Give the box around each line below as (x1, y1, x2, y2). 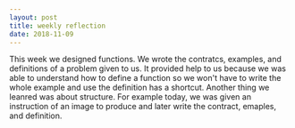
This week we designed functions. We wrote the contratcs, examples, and (9, 54, 282, 65)
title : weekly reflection (9, 21, 105, 30)
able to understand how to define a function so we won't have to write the (9, 73, 282, 84)
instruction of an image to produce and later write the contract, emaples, (9, 101, 277, 112)
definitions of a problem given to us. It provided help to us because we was (9, 63, 286, 74)
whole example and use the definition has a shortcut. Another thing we (9, 82, 270, 93)
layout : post (9, 12, 58, 22)
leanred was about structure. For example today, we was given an (9, 92, 252, 102)
